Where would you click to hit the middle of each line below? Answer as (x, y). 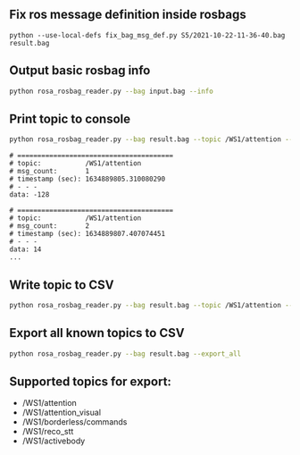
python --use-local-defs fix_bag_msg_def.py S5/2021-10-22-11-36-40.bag (147, 35)
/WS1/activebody (54, 441)
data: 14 (25, 249)
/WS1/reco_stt (48, 432)
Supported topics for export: (91, 381)
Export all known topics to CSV (97, 333)
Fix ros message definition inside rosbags (128, 15)
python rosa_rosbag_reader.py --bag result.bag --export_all (125, 354)
